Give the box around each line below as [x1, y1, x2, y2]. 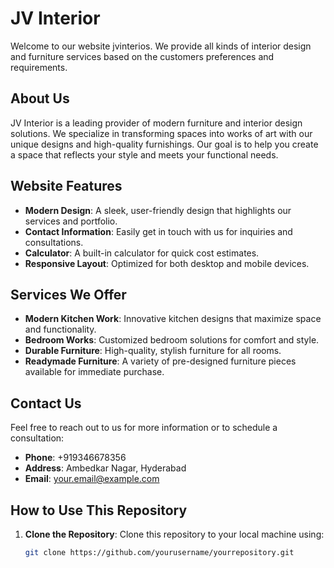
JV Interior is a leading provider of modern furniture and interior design [10, 117, 303, 129]
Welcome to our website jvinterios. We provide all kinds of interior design [10, 40, 312, 52]
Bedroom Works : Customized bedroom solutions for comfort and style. [24, 334, 320, 346]
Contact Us [10, 395, 82, 412]
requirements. [10, 61, 68, 73]
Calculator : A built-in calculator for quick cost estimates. [24, 247, 260, 259]
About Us [10, 90, 70, 107]
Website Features [10, 178, 123, 195]
